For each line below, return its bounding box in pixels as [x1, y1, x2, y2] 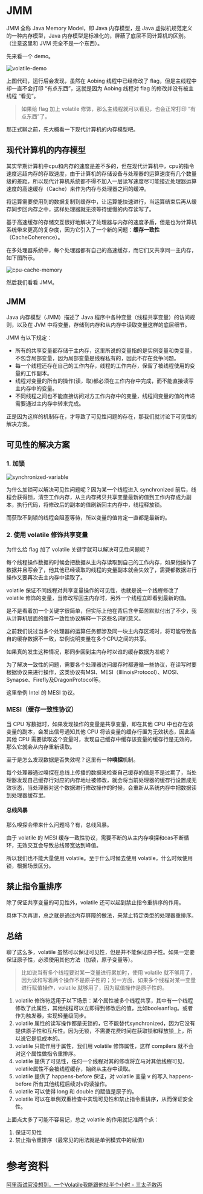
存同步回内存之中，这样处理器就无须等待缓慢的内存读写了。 [6, 205, 155, 213]
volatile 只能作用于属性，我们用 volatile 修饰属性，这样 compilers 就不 [14, 1042, 188, 1049]
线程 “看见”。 [6, 92, 39, 99]
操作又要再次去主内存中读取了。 [6, 573, 86, 581]
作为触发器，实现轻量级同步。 [14, 1012, 89, 1019]
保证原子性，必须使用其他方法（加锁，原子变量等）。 [6, 956, 136, 963]
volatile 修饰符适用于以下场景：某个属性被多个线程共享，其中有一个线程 [14, 996, 193, 1004]
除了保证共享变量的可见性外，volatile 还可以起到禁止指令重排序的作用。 [6, 898, 184, 906]
